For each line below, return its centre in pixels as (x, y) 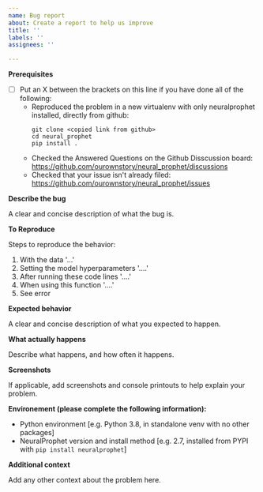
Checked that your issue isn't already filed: (101, 175)
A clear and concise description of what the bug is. (91, 214)
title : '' (24, 30)
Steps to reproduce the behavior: (62, 245)
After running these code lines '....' (75, 276)
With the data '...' (47, 260)
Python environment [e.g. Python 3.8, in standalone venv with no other (135, 424)
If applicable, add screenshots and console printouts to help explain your (127, 385)
